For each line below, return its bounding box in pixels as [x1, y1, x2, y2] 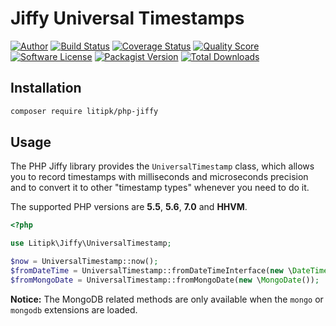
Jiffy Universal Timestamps [10, 7, 245, 30]
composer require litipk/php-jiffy [10, 106, 159, 116]
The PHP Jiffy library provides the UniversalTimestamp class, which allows [10, 160, 315, 172]
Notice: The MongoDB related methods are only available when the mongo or [10, 293, 324, 305]
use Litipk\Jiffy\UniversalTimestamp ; [10, 238, 172, 249]
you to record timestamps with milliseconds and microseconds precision [10, 171, 309, 183]
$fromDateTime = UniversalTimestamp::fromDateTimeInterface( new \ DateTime [10, 266, 329, 276]
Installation [10, 80, 82, 97]
